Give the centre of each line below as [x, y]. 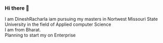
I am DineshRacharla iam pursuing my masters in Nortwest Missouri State [81, 19]
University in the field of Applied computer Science [58, 24]
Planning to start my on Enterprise [40, 35]
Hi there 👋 [17, 8]
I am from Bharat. [23, 30]
